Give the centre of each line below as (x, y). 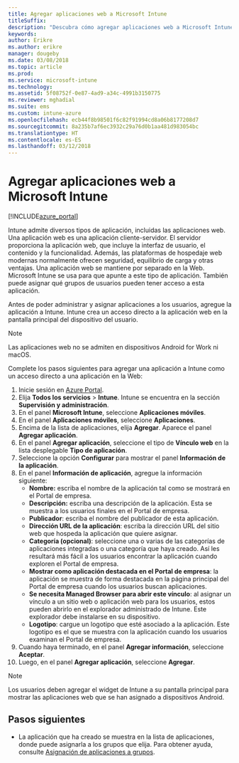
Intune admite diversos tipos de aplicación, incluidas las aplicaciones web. (117, 230)
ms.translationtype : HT (43, 133)
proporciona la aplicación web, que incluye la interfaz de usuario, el (107, 246)
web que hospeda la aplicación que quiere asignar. (103, 534)
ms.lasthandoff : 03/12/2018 (50, 147)
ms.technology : (30, 87)
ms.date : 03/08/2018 (39, 60)
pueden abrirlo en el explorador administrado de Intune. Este (118, 609)
